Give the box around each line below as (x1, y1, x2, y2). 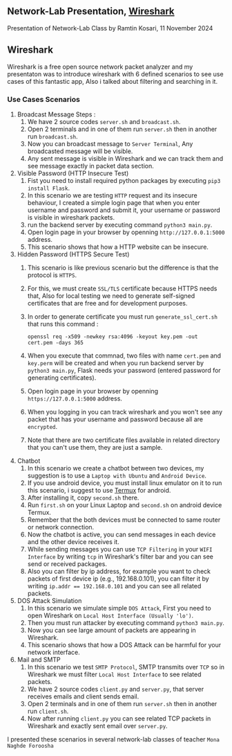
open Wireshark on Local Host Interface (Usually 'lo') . (27, 611, 194, 619)
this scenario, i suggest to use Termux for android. (27, 486, 171, 494)
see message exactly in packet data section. (27, 161, 154, 170)
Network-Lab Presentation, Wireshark (7, 6, 175, 17)
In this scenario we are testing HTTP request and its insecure (27, 191, 198, 200)
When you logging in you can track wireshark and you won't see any (27, 407, 223, 416)
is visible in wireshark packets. (27, 213, 115, 221)
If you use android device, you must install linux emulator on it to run (27, 478, 222, 487)
